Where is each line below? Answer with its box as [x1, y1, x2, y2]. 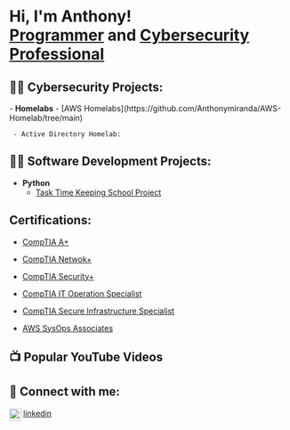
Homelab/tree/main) [9, 113, 83, 123]
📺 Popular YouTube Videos [9, 350, 163, 365]
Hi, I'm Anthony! [9, 6, 132, 27]
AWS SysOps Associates [21, 322, 114, 333]
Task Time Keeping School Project [35, 187, 162, 198]
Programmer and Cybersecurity [9, 25, 250, 45]
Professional [9, 45, 105, 64]
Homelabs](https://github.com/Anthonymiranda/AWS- [84, 103, 282, 113]
